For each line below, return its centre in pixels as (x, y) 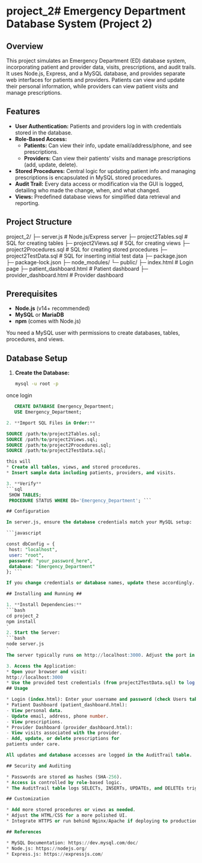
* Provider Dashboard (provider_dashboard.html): (70, 727)
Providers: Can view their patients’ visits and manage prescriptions (107, 158)
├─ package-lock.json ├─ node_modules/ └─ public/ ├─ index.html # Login (100, 262)
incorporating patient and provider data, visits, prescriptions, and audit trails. (101, 67)
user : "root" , (26, 555)
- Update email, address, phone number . (58, 716)
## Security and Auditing (38, 766)
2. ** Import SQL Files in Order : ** (51, 423)
